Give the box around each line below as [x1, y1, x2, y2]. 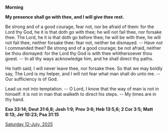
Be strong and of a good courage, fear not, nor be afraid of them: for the [5, 24, 154, 30]
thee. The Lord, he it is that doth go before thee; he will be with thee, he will [5, 35, 161, 40]
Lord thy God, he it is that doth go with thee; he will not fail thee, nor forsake [5, 29, 162, 35]
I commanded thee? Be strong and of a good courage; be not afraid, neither [5, 45, 161, 51]
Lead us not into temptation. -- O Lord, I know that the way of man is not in [5, 86, 159, 92]
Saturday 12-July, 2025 [5, 121, 53, 127]
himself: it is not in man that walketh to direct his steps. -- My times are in [5, 91, 156, 97]
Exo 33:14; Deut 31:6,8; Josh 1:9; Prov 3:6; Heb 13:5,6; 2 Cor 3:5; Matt [5, 106, 153, 112]
